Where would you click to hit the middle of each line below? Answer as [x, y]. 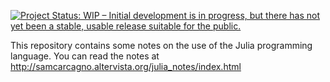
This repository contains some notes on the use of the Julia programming [161, 45]
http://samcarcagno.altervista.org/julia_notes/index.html [126, 66]
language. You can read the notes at [85, 56]
